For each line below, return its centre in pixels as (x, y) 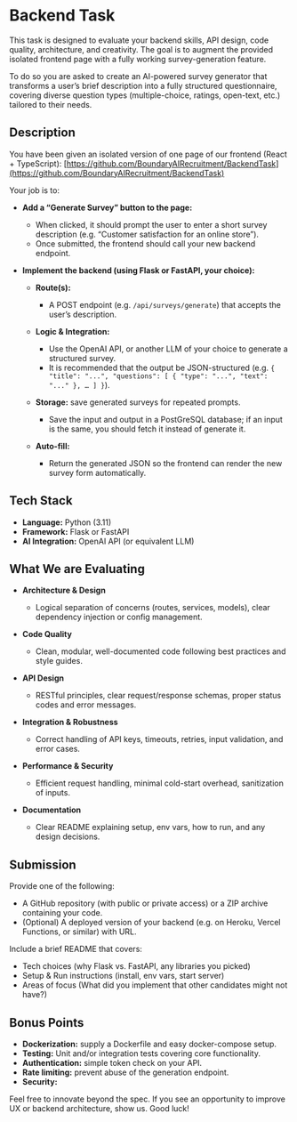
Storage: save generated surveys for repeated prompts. (138, 402)
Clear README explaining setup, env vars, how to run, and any (150, 827)
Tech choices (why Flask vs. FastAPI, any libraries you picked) (136, 966)
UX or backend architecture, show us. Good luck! (99, 1108)
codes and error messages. (86, 705)
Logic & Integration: (72, 331)
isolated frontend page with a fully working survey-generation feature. (138, 59)
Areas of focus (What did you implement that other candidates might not (155, 985)
